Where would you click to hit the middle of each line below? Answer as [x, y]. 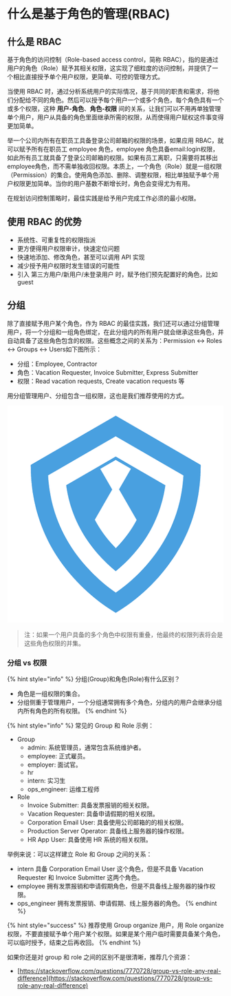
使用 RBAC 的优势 [44, 222]
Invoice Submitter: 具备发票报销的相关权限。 [90, 805]
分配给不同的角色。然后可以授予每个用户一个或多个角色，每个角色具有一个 [118, 100]
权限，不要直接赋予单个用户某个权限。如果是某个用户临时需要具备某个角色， [115, 933]
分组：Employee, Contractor [57, 364]
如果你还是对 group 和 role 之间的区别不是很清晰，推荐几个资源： [100, 957]
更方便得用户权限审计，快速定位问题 [68, 248]
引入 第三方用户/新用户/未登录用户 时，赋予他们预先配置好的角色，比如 [117, 274]
